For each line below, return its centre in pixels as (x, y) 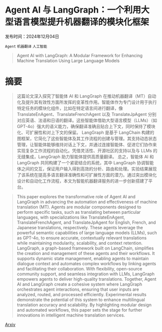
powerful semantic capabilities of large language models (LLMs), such (87, 233)
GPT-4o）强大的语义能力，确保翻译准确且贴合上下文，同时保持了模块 (86, 126)
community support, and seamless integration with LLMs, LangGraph (86, 274)
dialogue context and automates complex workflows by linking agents (86, 263)
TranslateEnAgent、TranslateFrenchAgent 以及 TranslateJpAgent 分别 (87, 114)
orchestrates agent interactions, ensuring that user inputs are (78, 289)
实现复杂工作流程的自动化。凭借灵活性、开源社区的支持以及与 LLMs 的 (87, 150)
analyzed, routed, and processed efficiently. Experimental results (81, 294)
